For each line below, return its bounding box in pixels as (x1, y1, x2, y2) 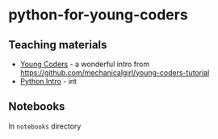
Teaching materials (8, 38, 107, 52)
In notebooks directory (8, 121, 82, 131)
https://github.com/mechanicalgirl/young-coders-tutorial (19, 68, 210, 78)
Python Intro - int (19, 77, 77, 86)
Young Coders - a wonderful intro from (19, 59, 150, 69)
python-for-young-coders (8, 6, 188, 24)
